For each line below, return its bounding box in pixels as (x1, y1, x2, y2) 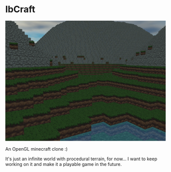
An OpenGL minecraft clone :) (5, 146, 68, 152)
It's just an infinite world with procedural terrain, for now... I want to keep (5, 156, 158, 162)
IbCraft (5, 4, 36, 15)
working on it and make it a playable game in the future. (5, 161, 122, 167)
